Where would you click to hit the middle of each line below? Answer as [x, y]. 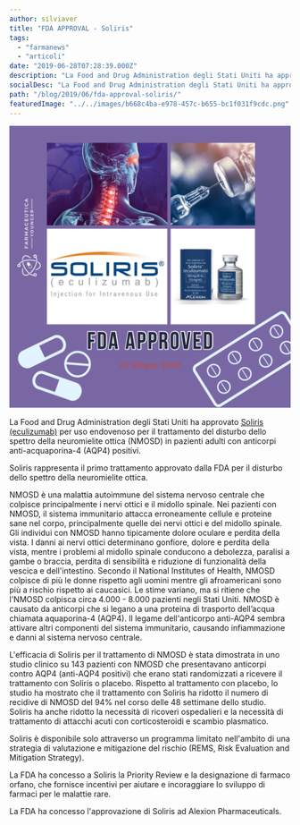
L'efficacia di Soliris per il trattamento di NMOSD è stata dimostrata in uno [145, 654]
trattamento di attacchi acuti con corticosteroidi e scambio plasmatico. [139, 721]
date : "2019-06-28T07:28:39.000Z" [74, 66]
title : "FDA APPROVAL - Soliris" [71, 28]
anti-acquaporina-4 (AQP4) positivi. [75, 450]
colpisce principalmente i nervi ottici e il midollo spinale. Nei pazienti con [143, 504]
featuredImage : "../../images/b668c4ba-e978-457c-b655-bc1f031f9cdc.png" [150, 104]
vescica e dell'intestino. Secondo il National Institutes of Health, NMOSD [142, 570]
